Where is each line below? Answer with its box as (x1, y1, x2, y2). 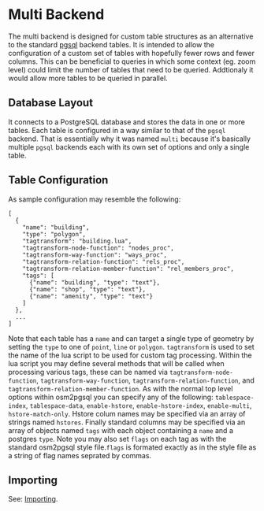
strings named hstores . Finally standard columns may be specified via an (8, 417, 246, 427)
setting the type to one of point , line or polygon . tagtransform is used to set (8, 342, 255, 351)
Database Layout (8, 96, 93, 109)
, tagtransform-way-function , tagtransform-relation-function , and (36, 376, 255, 385)
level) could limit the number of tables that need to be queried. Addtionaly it (8, 65, 254, 74)
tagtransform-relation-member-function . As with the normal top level (8, 383, 233, 393)
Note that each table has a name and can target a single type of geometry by (8, 333, 255, 343)
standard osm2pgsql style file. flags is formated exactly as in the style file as (8, 442, 257, 452)
